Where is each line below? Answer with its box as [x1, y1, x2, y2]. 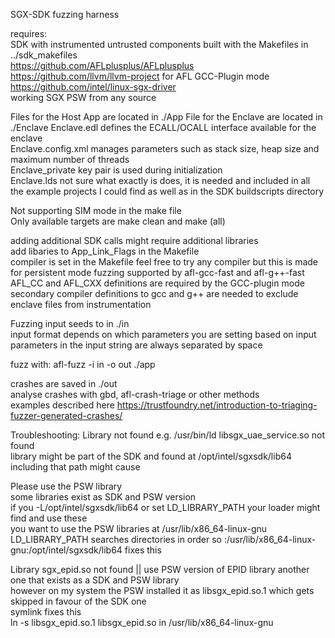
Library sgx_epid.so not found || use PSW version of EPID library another [10, 564, 310, 575]
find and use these [10, 512, 88, 524]
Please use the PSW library [10, 480, 123, 492]
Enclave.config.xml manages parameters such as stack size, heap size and [10, 143, 320, 154]
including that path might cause [10, 461, 141, 473]
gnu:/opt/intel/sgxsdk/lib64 [10, 544, 123, 556]
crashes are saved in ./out [10, 378, 118, 389]
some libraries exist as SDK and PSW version [10, 491, 197, 503]
